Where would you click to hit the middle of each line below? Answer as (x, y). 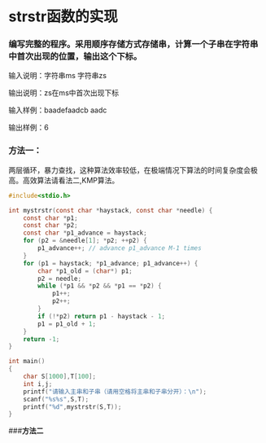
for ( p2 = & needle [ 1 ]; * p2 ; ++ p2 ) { (85, 241)
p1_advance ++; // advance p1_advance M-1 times (120, 248)
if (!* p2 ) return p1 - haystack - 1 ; (101, 316)
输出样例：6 (28, 128)
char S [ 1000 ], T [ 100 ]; (59, 377)
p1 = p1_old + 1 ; (67, 324)
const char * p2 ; (51, 226)
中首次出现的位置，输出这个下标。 (75, 56)
